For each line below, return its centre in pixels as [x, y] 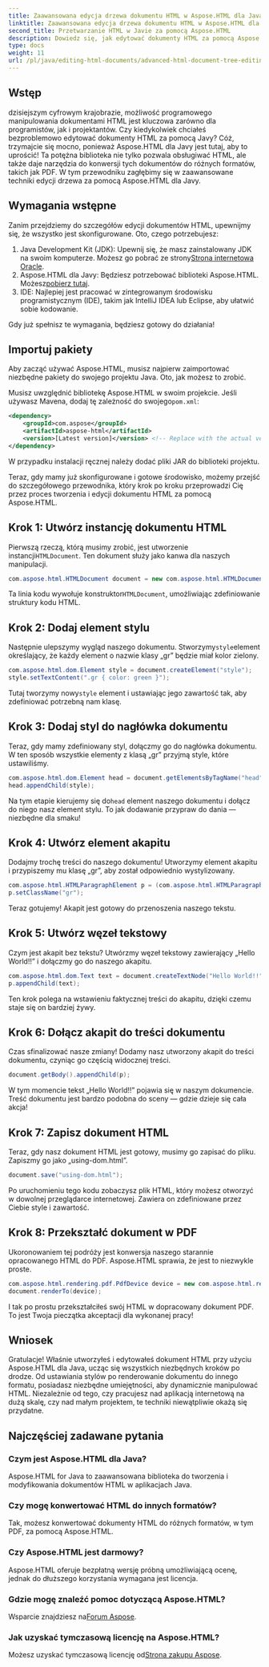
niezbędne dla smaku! [45, 817]
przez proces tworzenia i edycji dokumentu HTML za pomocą [110, 493]
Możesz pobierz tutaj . [55, 283]
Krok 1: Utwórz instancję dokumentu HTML [117, 527]
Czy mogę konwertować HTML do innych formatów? [112, 1505]
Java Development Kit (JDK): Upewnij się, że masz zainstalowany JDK [136, 249]
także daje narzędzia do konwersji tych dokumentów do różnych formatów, [132, 163]
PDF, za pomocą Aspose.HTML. [61, 1531]
